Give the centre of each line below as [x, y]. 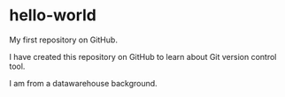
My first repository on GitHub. [63, 40]
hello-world [53, 15]
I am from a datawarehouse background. [83, 83]
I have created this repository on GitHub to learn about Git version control [143, 56]
